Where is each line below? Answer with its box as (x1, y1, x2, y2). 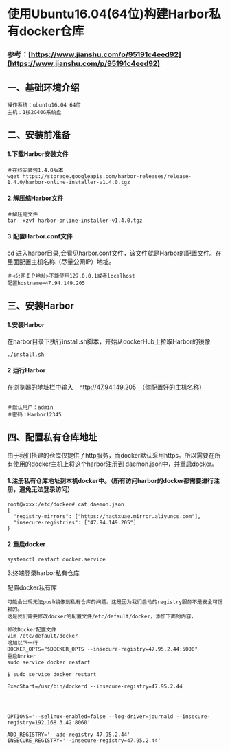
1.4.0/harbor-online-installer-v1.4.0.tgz (7, 179, 130, 186)
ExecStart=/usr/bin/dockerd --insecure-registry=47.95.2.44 (7, 683, 183, 690)
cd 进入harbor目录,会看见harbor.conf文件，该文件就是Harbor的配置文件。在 (7, 249, 222, 257)
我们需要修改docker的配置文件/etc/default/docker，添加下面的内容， (16, 613, 197, 620)
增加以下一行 (7, 640, 38, 647)
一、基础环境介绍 (7, 82, 80, 93)
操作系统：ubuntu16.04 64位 (7, 101, 81, 109)
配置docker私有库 (7, 583, 57, 592)
